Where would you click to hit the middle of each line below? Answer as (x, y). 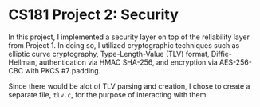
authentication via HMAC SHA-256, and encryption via (128, 62)
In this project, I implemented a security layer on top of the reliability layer (129, 37)
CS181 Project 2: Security (94, 15)
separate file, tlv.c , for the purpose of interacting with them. (108, 94)
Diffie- (222, 53)
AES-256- (236, 62)
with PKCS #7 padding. (63, 70)
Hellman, (23, 62)
